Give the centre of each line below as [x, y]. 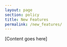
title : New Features [27, 19]
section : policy [22, 15]
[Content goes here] [26, 39]
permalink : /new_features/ [33, 24]
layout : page [19, 10]
